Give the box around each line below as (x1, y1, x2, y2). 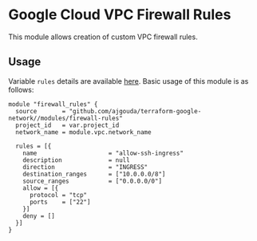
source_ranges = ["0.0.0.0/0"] (22, 177, 162, 185)
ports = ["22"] (29, 198, 91, 206)
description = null (22, 156, 130, 164)
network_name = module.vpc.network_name (15, 128, 152, 136)
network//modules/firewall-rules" (8, 114, 124, 122)
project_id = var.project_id (15, 121, 120, 129)
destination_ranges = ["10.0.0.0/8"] (22, 170, 166, 178)
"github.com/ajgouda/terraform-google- (69, 107, 202, 115)
